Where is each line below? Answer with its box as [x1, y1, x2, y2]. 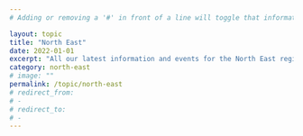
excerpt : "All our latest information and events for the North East [9, 55, 277, 64]
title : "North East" [9, 38, 87, 47]
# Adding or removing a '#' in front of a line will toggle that [9, 13, 260, 23]
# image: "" [9, 71, 54, 81]
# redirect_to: [9, 104, 67, 113]
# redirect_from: [9, 87, 75, 97]
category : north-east [9, 63, 91, 72]
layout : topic [9, 29, 63, 39]
